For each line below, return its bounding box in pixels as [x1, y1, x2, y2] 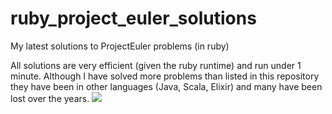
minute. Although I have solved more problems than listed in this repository [10, 70, 320, 82]
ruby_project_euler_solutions [10, 7, 257, 30]
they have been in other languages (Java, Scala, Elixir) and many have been [10, 80, 323, 92]
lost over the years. [10, 92, 90, 104]
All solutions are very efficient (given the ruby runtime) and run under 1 [10, 59, 302, 71]
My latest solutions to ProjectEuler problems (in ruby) [10, 40, 230, 52]
